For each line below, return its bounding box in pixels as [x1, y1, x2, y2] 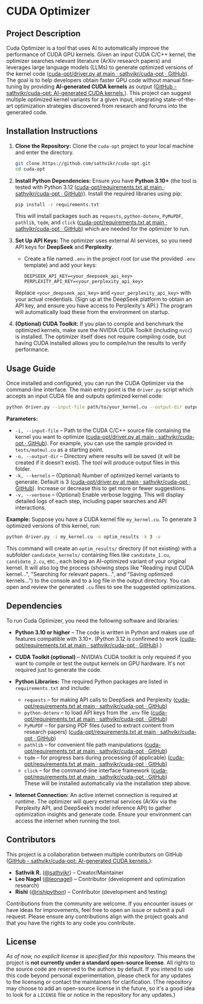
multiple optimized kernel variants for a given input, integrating [6, 96, 163, 103]
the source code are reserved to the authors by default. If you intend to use [6, 965, 194, 973]
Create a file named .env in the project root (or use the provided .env [24, 255, 196, 263]
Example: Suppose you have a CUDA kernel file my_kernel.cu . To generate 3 [6, 516, 197, 523]
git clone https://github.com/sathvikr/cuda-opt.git [14, 160, 151, 166]
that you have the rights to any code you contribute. [6, 919, 135, 927]
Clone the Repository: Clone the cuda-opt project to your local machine [14, 142, 194, 149]
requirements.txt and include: [14, 684, 91, 691]
